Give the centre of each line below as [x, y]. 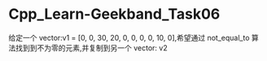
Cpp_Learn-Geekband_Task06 [114, 14]
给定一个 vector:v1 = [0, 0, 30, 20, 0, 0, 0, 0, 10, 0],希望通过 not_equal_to [129, 37]
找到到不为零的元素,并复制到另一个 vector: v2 [92, 48]
